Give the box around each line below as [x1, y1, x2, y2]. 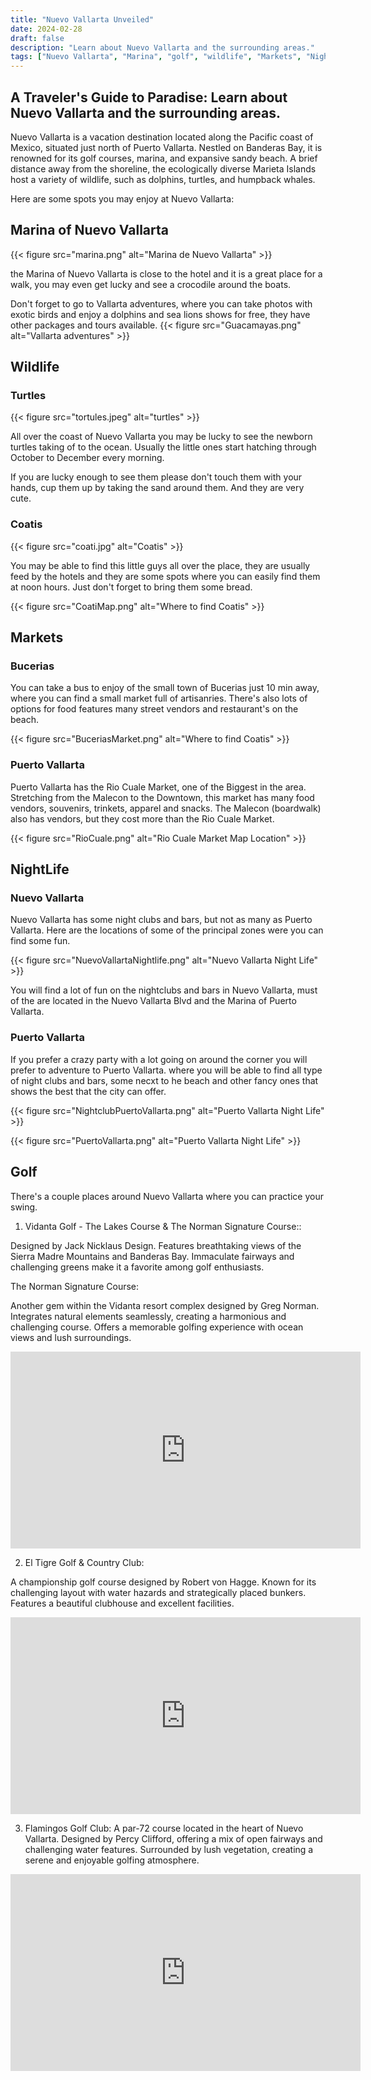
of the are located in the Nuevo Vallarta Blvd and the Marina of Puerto [10, 995, 297, 1007]
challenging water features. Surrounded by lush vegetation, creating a [24, 1843, 314, 1855]
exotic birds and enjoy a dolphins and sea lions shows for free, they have [10, 308, 311, 320]
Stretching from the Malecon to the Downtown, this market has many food [10, 791, 315, 803]
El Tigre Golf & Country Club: [24, 1556, 145, 1568]
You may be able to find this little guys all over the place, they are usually [10, 559, 311, 571]
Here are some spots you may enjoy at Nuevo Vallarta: [10, 192, 235, 205]
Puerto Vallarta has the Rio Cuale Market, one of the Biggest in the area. [10, 781, 307, 793]
